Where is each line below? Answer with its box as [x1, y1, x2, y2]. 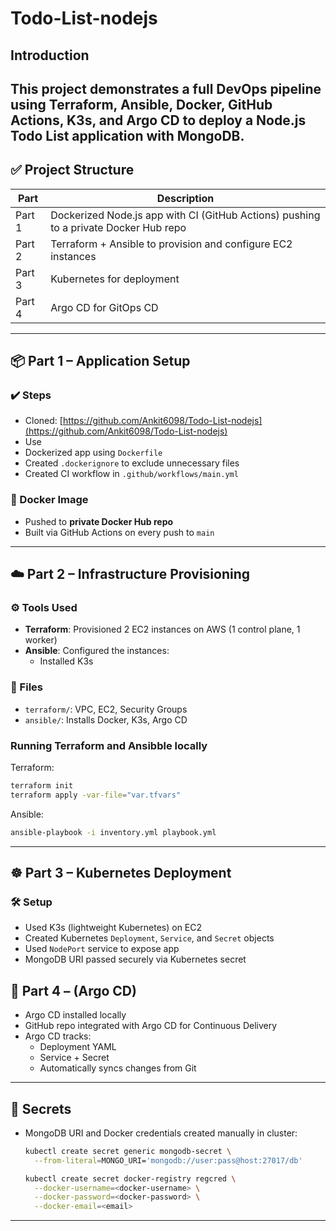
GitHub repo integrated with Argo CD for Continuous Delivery [24, 1020, 278, 1032]
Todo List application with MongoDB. [10, 127, 245, 144]
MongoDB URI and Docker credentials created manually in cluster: [24, 1127, 298, 1139]
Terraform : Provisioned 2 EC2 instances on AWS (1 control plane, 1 [24, 623, 301, 636]
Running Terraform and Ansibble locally [10, 738, 208, 752]
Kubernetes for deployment [50, 272, 180, 286]
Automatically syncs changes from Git [39, 1062, 197, 1074]
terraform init [10, 781, 74, 791]
